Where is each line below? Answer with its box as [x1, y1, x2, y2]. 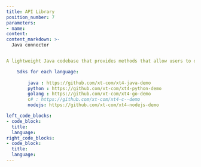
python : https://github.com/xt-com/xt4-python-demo [28, 85, 162, 91]
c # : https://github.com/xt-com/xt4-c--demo [28, 97, 141, 103]
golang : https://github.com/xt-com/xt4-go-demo [28, 91, 151, 97]
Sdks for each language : [17, 69, 79, 75]
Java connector [11, 42, 50, 48]
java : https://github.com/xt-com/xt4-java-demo [28, 80, 151, 86]
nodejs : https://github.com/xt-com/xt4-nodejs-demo [28, 102, 160, 108]
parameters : [6, 20, 36, 26]
